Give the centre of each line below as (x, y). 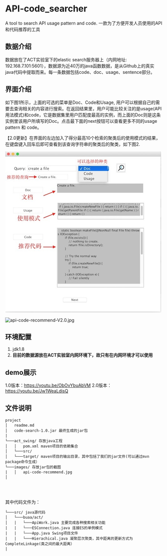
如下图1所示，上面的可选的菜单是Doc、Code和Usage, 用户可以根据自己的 (80, 102)
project (13, 420)
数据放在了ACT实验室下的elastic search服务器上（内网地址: (66, 59)
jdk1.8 (18, 349)
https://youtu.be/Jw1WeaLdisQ (37, 391)
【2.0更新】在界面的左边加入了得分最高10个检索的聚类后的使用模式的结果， (83, 138)
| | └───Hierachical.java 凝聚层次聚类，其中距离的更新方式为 (69, 539)
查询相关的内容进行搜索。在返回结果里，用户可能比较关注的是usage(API (88, 108)
